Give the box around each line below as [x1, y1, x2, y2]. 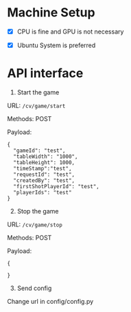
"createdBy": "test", [13, 177, 75, 184]
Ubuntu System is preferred [16, 41, 96, 49]
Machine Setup [7, 5, 95, 21]
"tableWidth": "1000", [13, 153, 78, 160]
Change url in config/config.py [7, 298, 94, 305]
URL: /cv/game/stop [7, 220, 63, 229]
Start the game [16, 88, 60, 96]
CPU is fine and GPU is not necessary [16, 27, 124, 36]
